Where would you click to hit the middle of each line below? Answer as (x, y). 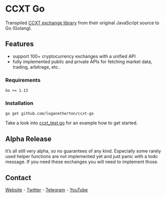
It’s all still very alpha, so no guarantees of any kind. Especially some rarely (83, 151)
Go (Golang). (18, 28)
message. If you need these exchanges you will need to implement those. (82, 162)
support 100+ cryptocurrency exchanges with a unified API (74, 56)
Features (19, 44)
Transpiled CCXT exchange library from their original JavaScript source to (82, 23)
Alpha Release (28, 139)
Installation (19, 103)
